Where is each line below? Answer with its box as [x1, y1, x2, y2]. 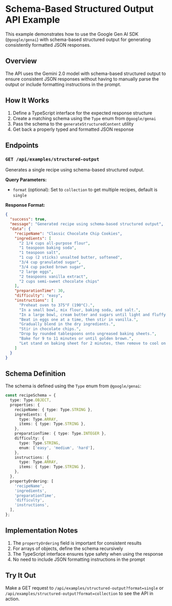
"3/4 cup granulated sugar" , [18, 260, 81, 265]
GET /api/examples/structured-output [5, 156, 100, 162]
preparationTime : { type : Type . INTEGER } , [14, 431, 106, 436]
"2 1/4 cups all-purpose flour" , [18, 241, 91, 246]
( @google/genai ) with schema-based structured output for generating [5, 36, 151, 43]
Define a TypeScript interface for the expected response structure [12, 110, 153, 116]
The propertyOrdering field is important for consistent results [12, 540, 142, 546]
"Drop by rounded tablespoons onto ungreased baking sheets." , [18, 331, 157, 337]
